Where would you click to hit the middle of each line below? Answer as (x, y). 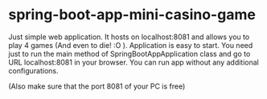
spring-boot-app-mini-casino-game (132, 15)
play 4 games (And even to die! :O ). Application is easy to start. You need (131, 45)
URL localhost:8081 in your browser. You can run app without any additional (133, 62)
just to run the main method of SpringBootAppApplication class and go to (129, 53)
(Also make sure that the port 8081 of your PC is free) (97, 86)
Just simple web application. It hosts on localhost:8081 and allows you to (129, 37)
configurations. (33, 70)
